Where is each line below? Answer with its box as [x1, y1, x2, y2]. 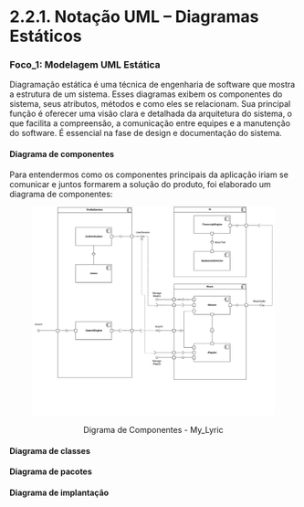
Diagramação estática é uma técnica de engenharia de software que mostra [9, 79, 296, 90]
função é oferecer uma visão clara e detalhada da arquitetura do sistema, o [9, 108, 293, 120]
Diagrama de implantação [9, 487, 110, 499]
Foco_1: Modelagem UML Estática [9, 58, 162, 71]
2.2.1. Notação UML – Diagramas [9, 6, 259, 27]
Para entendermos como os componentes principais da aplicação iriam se [9, 169, 289, 180]
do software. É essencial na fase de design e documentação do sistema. [9, 128, 283, 139]
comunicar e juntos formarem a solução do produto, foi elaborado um [9, 178, 271, 189]
